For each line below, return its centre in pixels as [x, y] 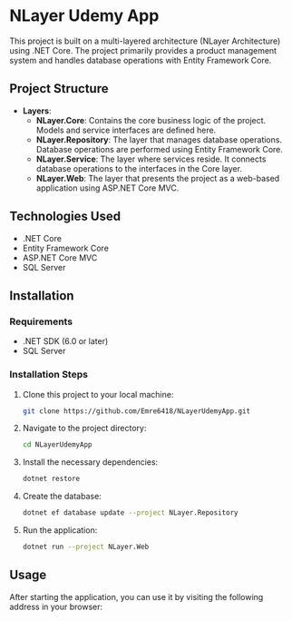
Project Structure [59, 89]
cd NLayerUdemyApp [57, 445]
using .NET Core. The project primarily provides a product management [143, 50]
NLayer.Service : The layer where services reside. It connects [151, 159]
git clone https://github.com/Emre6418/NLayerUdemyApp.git [136, 411]
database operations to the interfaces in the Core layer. [139, 168]
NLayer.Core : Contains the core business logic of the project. [151, 120]
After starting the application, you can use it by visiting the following [136, 596]
